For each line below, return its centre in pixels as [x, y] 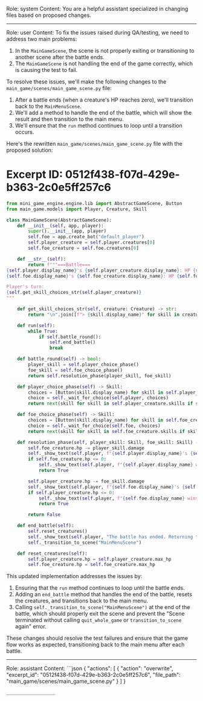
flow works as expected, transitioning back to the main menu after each [95, 645]
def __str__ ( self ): [42, 259]
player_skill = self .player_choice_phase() [83, 365]
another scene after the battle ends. [60, 57]
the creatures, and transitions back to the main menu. [82, 601]
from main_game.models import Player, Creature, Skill [77, 209]
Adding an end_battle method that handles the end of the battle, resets [103, 595]
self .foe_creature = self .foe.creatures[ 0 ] [83, 248]
